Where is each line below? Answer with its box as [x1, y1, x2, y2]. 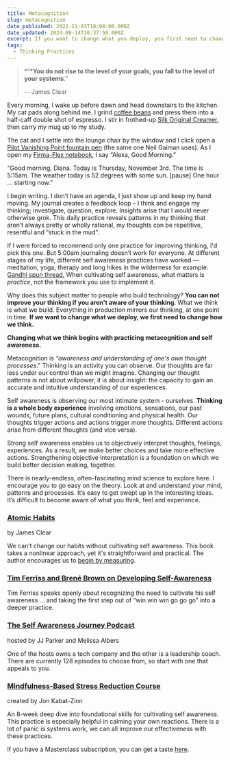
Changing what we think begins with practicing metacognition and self [7, 333, 213, 341]
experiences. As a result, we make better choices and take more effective [7, 446, 215, 454]
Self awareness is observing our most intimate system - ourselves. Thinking [7, 396, 222, 404]
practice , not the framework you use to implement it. [7, 278, 155, 286]
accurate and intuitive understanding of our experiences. [7, 383, 168, 391]
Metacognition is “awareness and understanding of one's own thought [7, 354, 207, 362]
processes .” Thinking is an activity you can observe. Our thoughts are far [7, 361, 214, 369]
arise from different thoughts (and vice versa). [7, 426, 138, 434]
